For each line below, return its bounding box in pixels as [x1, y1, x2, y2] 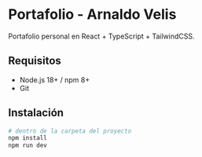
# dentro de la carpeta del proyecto [8, 127, 132, 135]
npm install [8, 134, 47, 142]
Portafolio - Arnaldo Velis [8, 5, 177, 24]
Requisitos [8, 54, 61, 68]
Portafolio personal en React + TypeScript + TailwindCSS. [8, 31, 195, 41]
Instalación [8, 106, 64, 119]
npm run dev [8, 141, 47, 150]
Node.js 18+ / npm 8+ [19, 75, 90, 84]
